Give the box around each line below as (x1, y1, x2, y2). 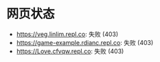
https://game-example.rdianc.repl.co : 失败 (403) (16, 38, 154, 46)
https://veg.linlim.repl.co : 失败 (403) (16, 30, 119, 38)
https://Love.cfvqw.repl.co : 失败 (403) (16, 47, 124, 55)
